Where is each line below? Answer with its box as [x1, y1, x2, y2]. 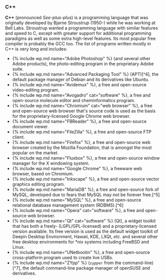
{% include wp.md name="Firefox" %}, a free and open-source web [12, 140, 151, 145]
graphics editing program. [12, 181, 65, 187]
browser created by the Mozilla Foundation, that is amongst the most [12, 144, 152, 151]
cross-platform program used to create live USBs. [12, 255, 113, 261]
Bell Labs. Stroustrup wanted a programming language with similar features [5, 25, 158, 31]
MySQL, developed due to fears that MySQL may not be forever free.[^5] [12, 192, 160, 198]
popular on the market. [12, 150, 59, 156]
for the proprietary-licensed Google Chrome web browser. [12, 113, 131, 119]
